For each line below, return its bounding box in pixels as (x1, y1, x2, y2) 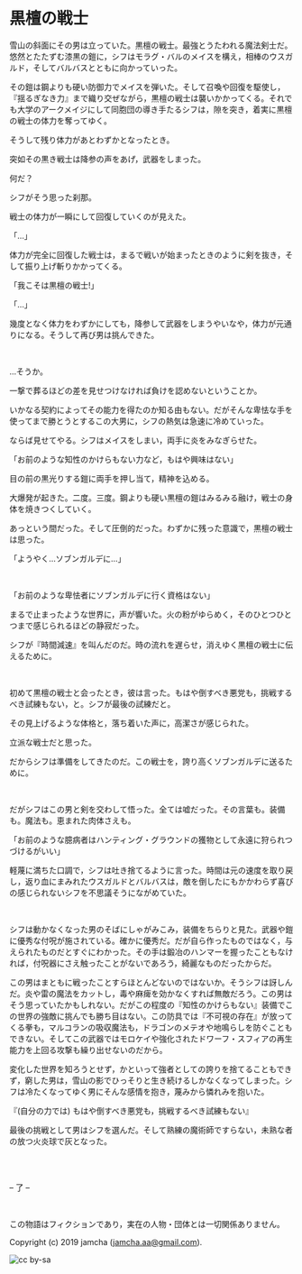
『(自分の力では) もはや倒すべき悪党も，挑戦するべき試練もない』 (9, 1105, 254, 1116)
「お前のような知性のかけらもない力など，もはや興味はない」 (9, 454, 239, 464)
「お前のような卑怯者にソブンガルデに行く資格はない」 (9, 590, 215, 600)
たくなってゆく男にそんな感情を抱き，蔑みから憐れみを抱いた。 (32, 1086, 270, 1096)
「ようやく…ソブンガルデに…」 (9, 553, 126, 564)
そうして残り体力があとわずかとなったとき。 (9, 134, 175, 145)
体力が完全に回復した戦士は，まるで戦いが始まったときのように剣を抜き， (9, 249, 286, 260)
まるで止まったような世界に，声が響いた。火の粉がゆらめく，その (9, 609, 254, 619)
